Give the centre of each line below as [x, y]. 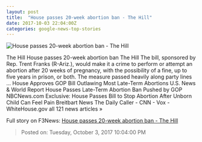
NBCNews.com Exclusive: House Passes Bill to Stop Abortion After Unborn [99, 96]
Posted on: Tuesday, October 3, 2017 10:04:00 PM [83, 132]
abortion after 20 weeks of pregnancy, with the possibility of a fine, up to [97, 71]
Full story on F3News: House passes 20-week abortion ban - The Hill [92, 121]
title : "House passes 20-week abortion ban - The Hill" [79, 18]
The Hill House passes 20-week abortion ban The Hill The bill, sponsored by [101, 57]
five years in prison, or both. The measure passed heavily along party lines [99, 77]
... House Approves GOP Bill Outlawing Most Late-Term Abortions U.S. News [101, 83]
